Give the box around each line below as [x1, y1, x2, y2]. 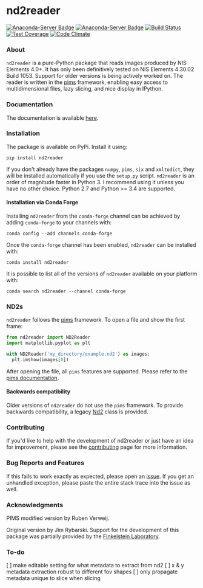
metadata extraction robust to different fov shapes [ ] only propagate [6, 568, 178, 575]
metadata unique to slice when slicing [6, 575, 101, 582]
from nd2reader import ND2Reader [6, 334, 91, 341]
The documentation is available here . [6, 114, 99, 122]
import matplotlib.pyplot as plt [6, 340, 91, 347]
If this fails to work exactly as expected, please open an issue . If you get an [6, 472, 194, 480]
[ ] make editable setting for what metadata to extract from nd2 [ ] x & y [6, 562, 184, 569]
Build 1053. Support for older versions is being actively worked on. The [6, 72, 184, 80]
